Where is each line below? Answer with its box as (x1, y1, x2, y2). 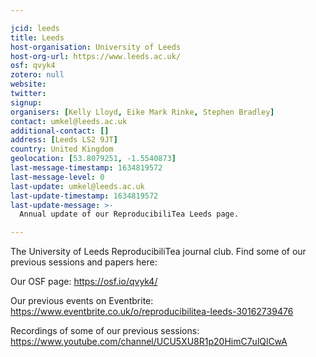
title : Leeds (10, 32, 65, 43)
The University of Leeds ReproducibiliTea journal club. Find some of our (10, 246, 307, 258)
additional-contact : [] (10, 126, 110, 136)
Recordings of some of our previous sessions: (10, 325, 200, 337)
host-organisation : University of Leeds (10, 42, 182, 52)
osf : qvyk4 (10, 61, 56, 71)
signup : (10, 97, 43, 108)
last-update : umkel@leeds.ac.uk (10, 181, 145, 191)
